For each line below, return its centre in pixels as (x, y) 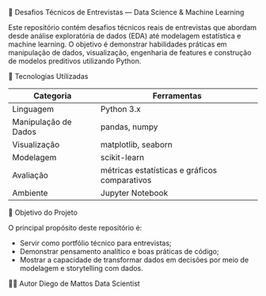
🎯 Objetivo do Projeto (43, 212)
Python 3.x (120, 109)
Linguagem (33, 109)
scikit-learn (122, 157)
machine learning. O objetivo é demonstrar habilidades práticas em (118, 44)
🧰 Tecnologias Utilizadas (48, 76)
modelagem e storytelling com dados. (82, 268)
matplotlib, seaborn (136, 144)
